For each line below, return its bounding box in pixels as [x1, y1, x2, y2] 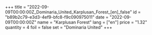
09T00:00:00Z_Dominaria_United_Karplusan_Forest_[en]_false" [5, 9, 132, 15]
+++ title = [5, 4, 27, 10]
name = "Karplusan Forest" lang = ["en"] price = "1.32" [37, 19, 147, 25]
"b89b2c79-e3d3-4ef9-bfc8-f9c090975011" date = [5, 14, 109, 20]
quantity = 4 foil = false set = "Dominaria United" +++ [5, 24, 113, 30]
